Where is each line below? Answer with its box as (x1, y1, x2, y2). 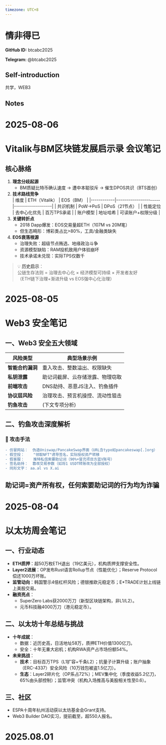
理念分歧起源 (12, 178, 39, 184)
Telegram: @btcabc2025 (5, 56, 57, 62)
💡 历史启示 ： (17, 263, 44, 269)
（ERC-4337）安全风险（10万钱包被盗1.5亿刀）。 (19, 665, 119, 671)
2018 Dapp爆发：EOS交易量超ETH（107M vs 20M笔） (19, 221, 130, 228)
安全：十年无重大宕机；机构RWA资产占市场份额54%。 (19, 646, 131, 652)
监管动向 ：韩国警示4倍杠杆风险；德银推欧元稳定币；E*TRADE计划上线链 (12, 579, 161, 585)
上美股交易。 (12, 585, 39, 591)
